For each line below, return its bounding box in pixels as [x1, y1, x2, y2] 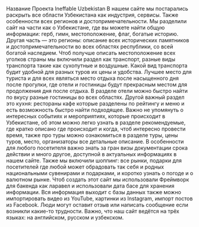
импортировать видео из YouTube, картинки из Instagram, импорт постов [6, 195, 193, 202]
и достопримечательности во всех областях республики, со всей [6, 43, 173, 50]
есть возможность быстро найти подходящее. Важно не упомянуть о [6, 107, 184, 113]
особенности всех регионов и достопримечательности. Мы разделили [6, 18, 187, 24]
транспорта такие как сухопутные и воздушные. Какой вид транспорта [6, 62, 188, 69]
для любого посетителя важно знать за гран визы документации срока [6, 144, 188, 151]
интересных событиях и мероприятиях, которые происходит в [6, 113, 165, 120]
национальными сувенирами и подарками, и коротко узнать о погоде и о [6, 170, 194, 176]
